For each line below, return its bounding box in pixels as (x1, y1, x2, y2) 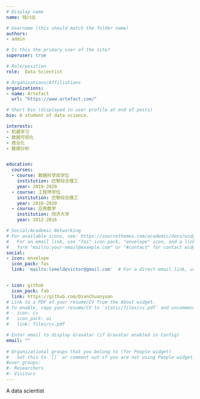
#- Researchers (6, 365, 44, 372)
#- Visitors (6, 371, 36, 377)
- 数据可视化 (6, 134, 34, 140)
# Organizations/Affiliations (6, 79, 82, 85)
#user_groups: (6, 360, 42, 366)
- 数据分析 (6, 146, 30, 151)
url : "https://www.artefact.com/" (11, 96, 97, 102)
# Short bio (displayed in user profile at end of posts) (6, 107, 153, 113)
